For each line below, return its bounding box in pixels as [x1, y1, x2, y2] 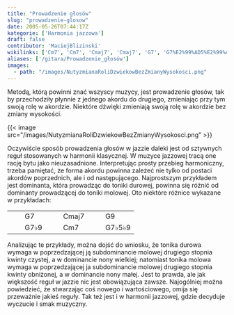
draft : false [7, 36, 45, 43]
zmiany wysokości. [7, 109, 62, 118]
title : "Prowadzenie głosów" [7, 10, 92, 17]
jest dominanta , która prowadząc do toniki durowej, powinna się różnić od [7, 181, 219, 189]
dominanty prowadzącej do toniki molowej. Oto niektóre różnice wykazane [7, 188, 221, 197]
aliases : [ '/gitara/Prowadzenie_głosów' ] [7, 56, 130, 63]
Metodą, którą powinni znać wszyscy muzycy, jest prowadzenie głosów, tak [7, 88, 225, 96]
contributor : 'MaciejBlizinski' [7, 42, 101, 49]
